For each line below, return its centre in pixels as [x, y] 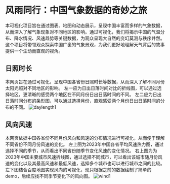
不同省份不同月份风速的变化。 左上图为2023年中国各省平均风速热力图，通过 [84, 144]
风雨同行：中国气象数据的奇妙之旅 [76, 10]
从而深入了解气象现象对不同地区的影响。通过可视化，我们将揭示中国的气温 [83, 32]
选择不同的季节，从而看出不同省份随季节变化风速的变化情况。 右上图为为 [81, 150]
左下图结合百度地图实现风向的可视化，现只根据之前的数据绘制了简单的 [78, 170]
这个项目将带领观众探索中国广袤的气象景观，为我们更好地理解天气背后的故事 [85, 44]
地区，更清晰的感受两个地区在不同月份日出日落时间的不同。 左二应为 [81, 94]
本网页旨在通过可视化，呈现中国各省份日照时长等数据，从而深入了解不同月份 [85, 81]
